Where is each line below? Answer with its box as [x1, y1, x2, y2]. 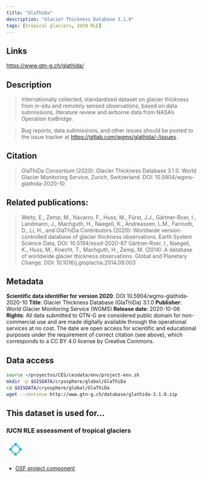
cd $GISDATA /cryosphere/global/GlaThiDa [6, 385, 110, 391]
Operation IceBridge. [21, 115, 74, 122]
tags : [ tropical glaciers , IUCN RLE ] [6, 22, 102, 29]
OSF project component [15, 465, 75, 472]
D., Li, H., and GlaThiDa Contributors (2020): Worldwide [21, 227, 160, 234]
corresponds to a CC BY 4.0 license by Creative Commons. [6, 338, 155, 345]
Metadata [6, 276, 44, 287]
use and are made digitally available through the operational [36, 318, 187, 326]
